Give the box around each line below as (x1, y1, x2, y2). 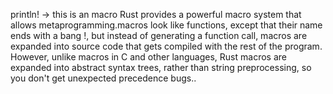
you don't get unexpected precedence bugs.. (10, 72, 197, 84)
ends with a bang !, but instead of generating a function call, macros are (10, 30, 308, 41)
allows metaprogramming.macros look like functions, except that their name (10, 19, 323, 31)
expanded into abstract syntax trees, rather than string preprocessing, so (10, 62, 312, 73)
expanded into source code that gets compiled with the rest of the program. (10, 40, 323, 52)
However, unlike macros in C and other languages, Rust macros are (10, 51, 287, 63)
